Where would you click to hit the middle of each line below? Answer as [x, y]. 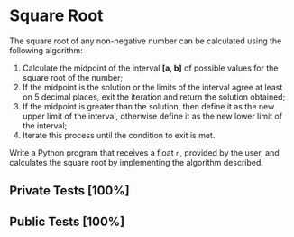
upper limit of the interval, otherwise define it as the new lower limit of [152, 116]
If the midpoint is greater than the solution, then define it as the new [148, 106]
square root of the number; [73, 77]
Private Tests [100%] [69, 191]
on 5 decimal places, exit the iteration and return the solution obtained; [154, 97]
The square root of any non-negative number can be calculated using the [146, 41]
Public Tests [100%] [67, 221]
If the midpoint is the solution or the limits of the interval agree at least [152, 87]
